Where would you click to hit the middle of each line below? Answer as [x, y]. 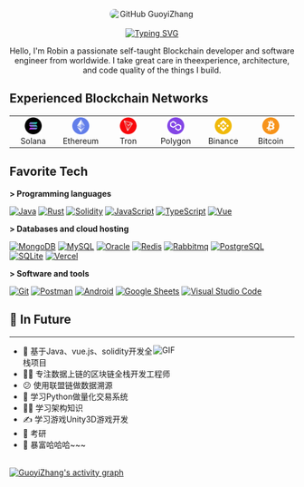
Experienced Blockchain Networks [109, 98]
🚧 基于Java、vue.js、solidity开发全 [87, 351]
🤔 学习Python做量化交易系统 [75, 396]
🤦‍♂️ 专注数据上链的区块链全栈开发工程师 [96, 374]
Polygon [176, 141]
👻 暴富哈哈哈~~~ [54, 444]
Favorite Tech [49, 172]
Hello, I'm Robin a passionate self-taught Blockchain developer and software [152, 51]
